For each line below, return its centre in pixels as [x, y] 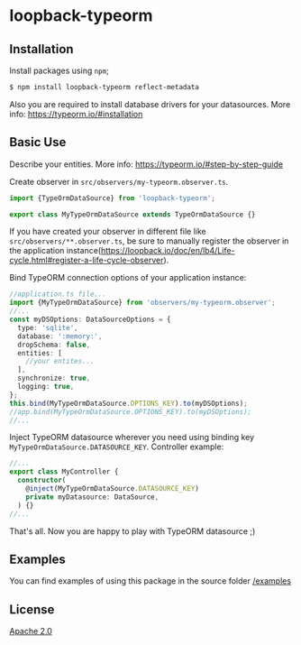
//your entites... [60, 362]
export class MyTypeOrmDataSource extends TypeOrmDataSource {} [132, 214]
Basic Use [38, 142]
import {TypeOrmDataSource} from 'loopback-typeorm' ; [113, 198]
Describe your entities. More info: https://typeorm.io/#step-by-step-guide [146, 164]
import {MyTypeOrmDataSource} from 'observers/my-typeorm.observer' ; [143, 303]
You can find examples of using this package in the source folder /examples [150, 581]
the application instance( [55, 251]
